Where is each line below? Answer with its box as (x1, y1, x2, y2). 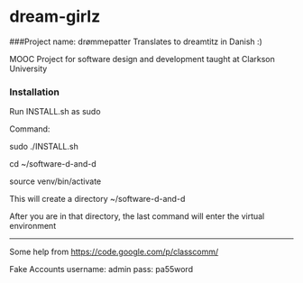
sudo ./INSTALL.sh (9, 141, 78, 152)
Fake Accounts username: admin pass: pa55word (9, 264, 194, 275)
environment (9, 221, 57, 232)
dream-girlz (9, 6, 101, 27)
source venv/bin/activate (9, 176, 102, 187)
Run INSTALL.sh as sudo (9, 106, 101, 117)
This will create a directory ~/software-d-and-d (9, 194, 186, 205)
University (9, 63, 48, 74)
